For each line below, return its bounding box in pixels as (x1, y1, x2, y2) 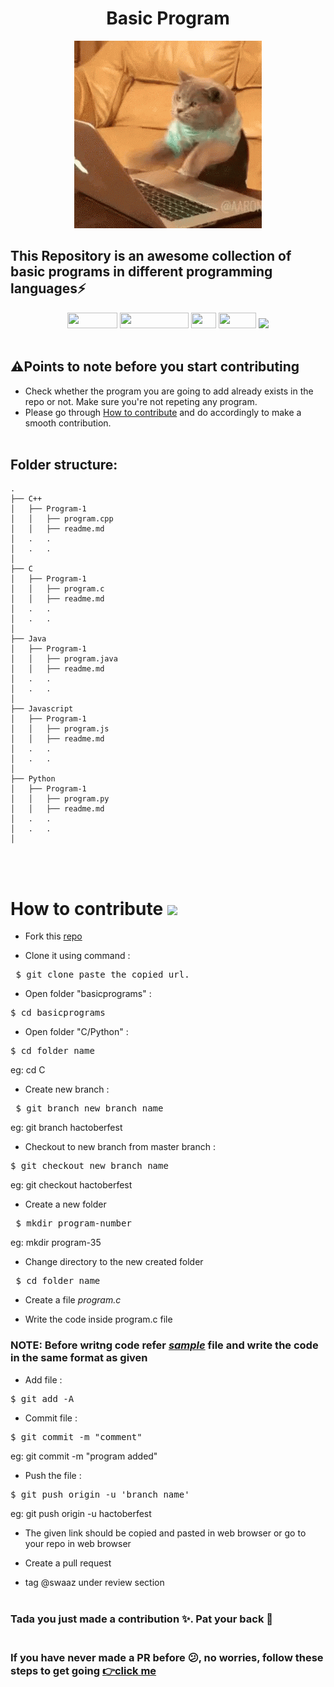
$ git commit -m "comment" (10, 1431, 143, 1442)
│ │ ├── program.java (10, 654, 118, 664)
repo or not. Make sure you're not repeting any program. (24, 395, 258, 407)
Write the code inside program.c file (24, 1313, 173, 1326)
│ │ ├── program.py (10, 794, 110, 804)
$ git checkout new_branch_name (10, 1160, 169, 1172)
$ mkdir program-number (15, 1218, 132, 1229)
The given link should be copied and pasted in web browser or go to (24, 1527, 307, 1539)
